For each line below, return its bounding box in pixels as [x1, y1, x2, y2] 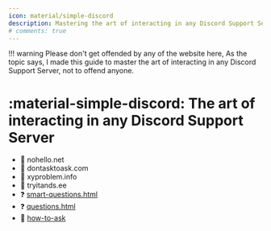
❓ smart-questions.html [19, 190, 98, 200]
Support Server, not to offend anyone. [8, 66, 135, 76]
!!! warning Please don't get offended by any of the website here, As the [8, 49, 248, 59]
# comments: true [8, 27, 67, 35]
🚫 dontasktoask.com [19, 163, 89, 173]
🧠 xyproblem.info [19, 172, 77, 182]
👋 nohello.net [19, 155, 65, 165]
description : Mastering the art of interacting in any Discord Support [8, 19, 254, 27]
